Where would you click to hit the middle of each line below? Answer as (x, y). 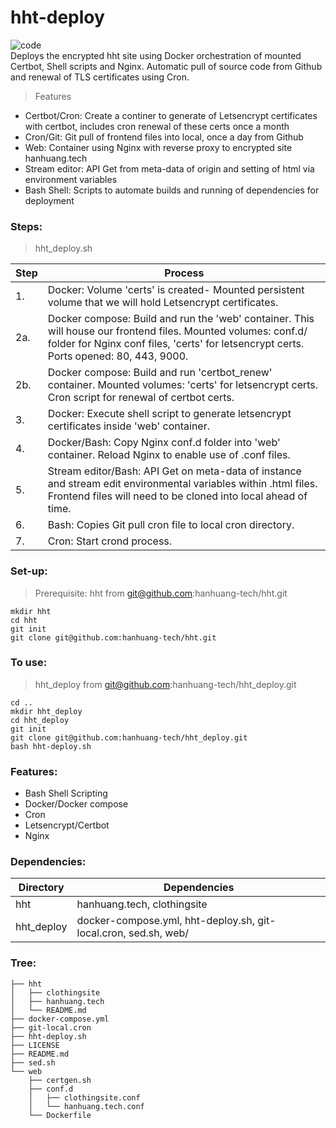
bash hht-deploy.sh (51, 746)
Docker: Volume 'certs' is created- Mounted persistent (176, 290)
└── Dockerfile (60, 1115)
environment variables (71, 179)
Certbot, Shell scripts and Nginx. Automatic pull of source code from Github (166, 66)
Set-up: (29, 571)
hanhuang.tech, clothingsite (142, 904)
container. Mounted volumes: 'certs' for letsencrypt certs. (183, 385)
